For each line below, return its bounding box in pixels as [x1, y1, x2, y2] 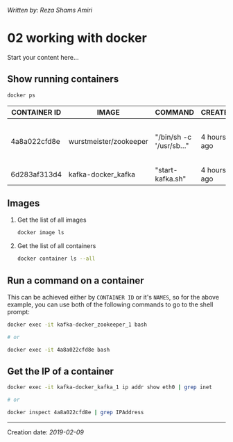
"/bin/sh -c [155, 132, 192, 142]
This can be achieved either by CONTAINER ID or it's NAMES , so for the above [7, 293, 220, 301]
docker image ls [17, 229, 64, 236]
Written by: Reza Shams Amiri [7, 6, 92, 14]
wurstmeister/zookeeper [68, 136, 149, 146]
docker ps [7, 92, 36, 99]
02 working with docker [7, 31, 147, 46]
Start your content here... [7, 53, 79, 61]
